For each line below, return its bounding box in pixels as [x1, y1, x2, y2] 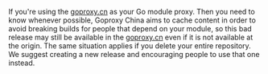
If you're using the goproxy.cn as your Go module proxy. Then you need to [8, 7, 255, 16]
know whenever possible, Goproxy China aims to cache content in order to [8, 15, 256, 25]
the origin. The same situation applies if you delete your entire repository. [8, 41, 251, 51]
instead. [8, 58, 35, 68]
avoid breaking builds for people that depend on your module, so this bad [8, 24, 252, 33]
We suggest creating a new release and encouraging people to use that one [8, 50, 260, 59]
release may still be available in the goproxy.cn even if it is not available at [8, 32, 254, 42]
